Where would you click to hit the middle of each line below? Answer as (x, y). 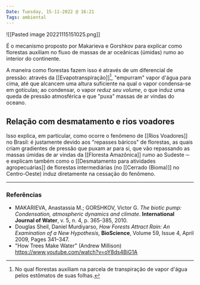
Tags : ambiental (26, 17)
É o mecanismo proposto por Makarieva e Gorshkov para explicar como (94, 46)
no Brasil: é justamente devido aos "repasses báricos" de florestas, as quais (100, 142)
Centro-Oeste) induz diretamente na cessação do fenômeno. (81, 174)
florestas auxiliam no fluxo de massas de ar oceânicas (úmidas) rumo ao (95, 52)
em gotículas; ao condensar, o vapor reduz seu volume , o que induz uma (96, 90)
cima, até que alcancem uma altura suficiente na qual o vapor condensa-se (99, 83)
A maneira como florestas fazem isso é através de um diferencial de (90, 70)
